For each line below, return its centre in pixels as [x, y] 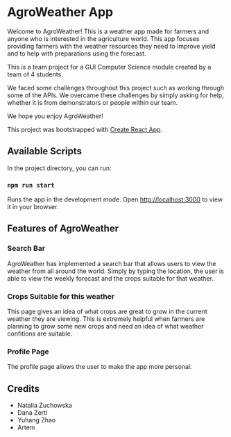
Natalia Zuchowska [45, 405]
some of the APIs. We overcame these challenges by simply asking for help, [115, 95]
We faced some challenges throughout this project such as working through [115, 88]
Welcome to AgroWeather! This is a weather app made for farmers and [108, 31]
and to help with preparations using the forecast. [77, 53]
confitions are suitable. [40, 333]
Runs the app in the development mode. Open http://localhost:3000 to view [115, 199]
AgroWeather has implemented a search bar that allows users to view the [112, 263]
